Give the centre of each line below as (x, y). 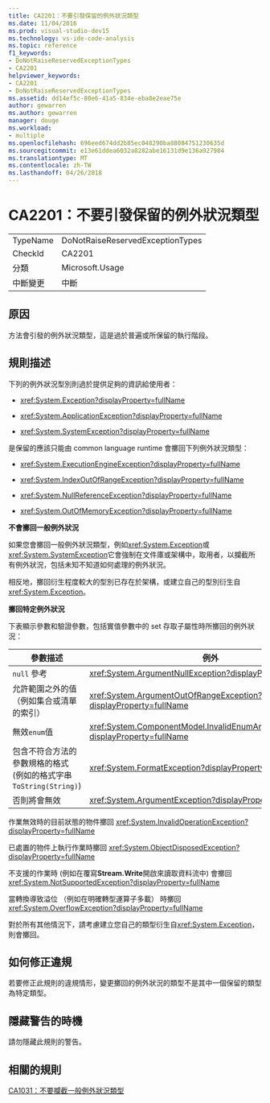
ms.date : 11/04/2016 (43, 23)
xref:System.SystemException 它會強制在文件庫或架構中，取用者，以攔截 (129, 554)
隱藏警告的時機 (45, 1020)
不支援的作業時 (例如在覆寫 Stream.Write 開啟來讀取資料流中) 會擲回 (120, 873)
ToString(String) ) (47, 786)
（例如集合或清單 (45, 700)
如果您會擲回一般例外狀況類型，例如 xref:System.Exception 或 (109, 544)
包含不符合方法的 (45, 751)
